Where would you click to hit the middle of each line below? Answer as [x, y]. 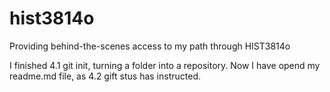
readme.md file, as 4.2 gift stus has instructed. [105, 76]
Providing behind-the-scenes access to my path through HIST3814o [150, 46]
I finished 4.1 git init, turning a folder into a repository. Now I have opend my [165, 65]
